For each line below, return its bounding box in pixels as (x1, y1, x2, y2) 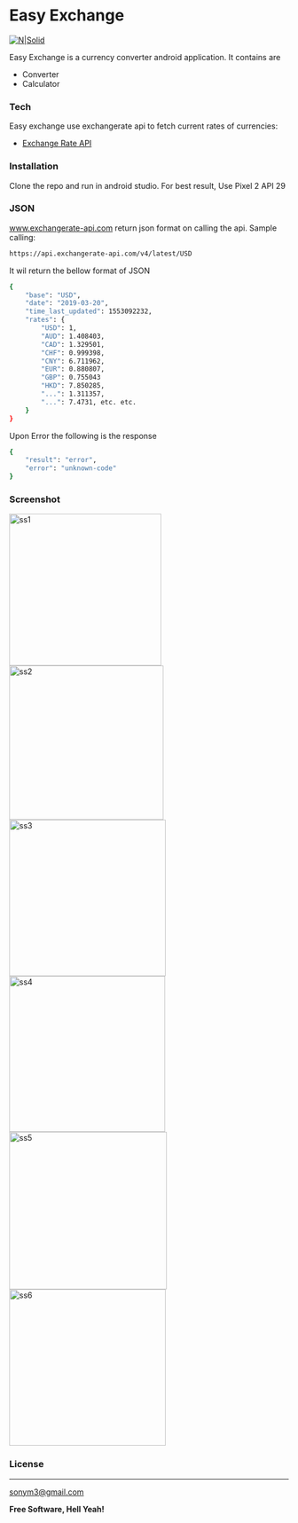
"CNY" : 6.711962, (41, 357, 105, 365)
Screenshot (9, 493, 60, 506)
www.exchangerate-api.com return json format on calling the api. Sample (9, 223, 278, 233)
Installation (9, 161, 59, 173)
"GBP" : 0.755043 (41, 373, 101, 382)
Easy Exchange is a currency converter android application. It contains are (9, 51, 281, 62)
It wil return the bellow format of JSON (9, 265, 151, 276)
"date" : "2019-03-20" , (25, 299, 109, 308)
